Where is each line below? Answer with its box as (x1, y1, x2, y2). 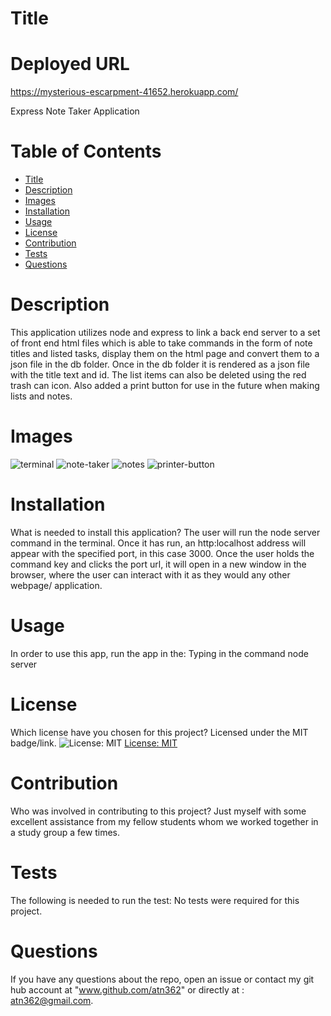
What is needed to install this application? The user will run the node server (10, 526, 321, 538)
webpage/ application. (10, 579, 103, 591)
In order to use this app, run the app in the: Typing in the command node (10, 647, 309, 659)
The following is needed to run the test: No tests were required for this (10, 894, 300, 906)
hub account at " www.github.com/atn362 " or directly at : (10, 983, 245, 996)
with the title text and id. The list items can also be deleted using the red (10, 369, 307, 381)
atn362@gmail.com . (10, 994, 94, 1006)
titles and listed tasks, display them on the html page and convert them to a (10, 348, 320, 359)
